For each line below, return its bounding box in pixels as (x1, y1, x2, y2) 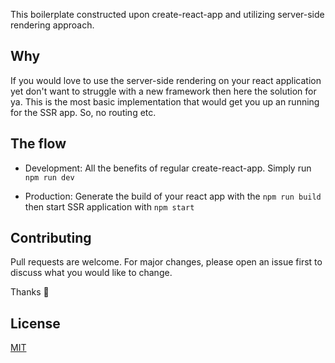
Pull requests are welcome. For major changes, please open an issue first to (10, 256, 323, 268)
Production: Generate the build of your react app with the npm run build (24, 190, 322, 202)
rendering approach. (10, 19, 95, 31)
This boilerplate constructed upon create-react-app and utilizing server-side (10, 9, 325, 20)
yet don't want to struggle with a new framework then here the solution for (10, 85, 317, 97)
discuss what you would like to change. (10, 267, 173, 279)
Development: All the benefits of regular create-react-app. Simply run (24, 162, 312, 174)
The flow (10, 135, 67, 153)
